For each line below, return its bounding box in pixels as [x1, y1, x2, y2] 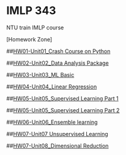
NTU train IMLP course [6, 24, 64, 31]
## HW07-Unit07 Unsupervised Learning [6, 130, 108, 137]
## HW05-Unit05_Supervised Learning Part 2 [6, 106, 120, 114]
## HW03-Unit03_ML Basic [6, 71, 75, 78]
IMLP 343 [6, 4, 56, 18]
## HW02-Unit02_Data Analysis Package [6, 59, 109, 67]
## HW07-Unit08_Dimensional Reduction [6, 142, 109, 150]
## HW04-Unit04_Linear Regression [6, 83, 97, 90]
